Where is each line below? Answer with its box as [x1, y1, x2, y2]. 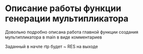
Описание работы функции [5, 3, 122, 14]
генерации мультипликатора [5, 13, 129, 24]
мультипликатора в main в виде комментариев [5, 34, 102, 40]
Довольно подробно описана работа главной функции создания [5, 29, 139, 35]
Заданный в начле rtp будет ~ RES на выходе [5, 43, 98, 49]
